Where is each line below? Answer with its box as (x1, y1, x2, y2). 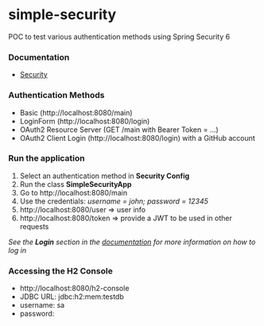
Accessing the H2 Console (8, 265, 113, 276)
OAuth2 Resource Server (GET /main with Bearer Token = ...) (19, 125, 219, 134)
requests (19, 221, 49, 231)
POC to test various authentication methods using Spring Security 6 (8, 32, 231, 41)
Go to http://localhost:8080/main (19, 188, 128, 197)
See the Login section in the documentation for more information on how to (8, 237, 256, 246)
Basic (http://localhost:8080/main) (19, 107, 133, 117)
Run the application (8, 153, 85, 164)
